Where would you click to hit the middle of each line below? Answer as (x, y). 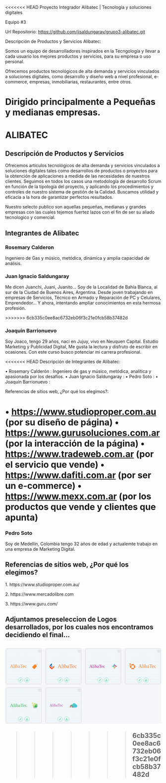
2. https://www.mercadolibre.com (40, 594)
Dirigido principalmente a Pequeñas (81, 102)
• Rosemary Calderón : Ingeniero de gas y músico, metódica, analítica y (78, 371)
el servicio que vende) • (55, 464)
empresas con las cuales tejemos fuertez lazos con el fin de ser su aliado (80, 212)
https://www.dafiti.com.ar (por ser (78, 475)
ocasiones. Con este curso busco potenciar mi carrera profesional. (73, 352)
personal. (15, 61)
